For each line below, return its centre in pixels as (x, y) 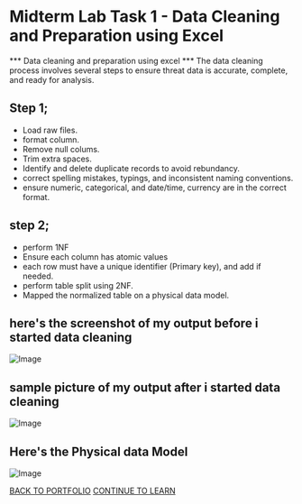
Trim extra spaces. (57, 159)
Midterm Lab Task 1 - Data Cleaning (145, 17)
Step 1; (29, 109)
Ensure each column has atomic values (95, 257)
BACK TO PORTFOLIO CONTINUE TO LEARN (92, 490)
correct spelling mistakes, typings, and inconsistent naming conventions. (158, 178)
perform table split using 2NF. (78, 285)
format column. (50, 139)
